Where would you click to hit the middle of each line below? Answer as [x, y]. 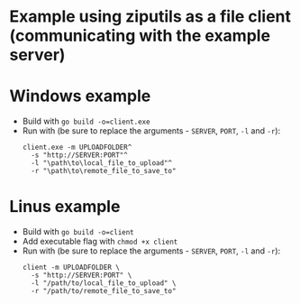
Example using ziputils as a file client [150, 17]
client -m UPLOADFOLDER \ [71, 268]
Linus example [65, 207]
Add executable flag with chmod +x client [100, 242]
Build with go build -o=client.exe [86, 121]
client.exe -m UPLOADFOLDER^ [77, 147]
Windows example [80, 96]
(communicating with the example [140, 36]
